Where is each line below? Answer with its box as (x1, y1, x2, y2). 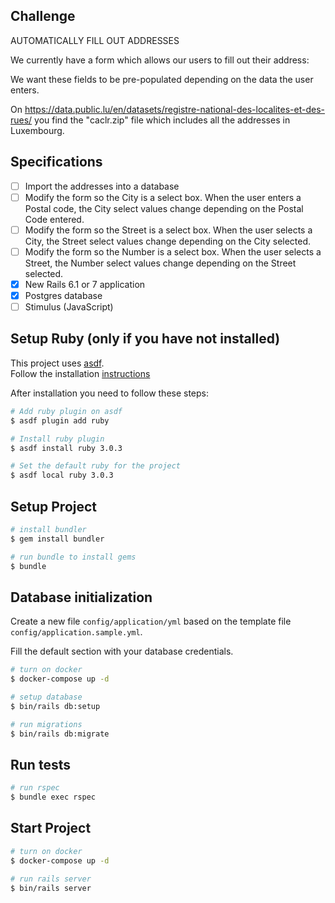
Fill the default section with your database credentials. (10, 645, 234, 658)
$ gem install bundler (10, 534, 105, 544)
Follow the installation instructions (10, 367, 151, 379)
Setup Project (10, 498, 98, 515)
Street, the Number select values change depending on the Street (24, 257, 297, 269)
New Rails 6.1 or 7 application (24, 278, 146, 290)
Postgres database (24, 289, 103, 301)
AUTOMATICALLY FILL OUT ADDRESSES (10, 34, 180, 46)
